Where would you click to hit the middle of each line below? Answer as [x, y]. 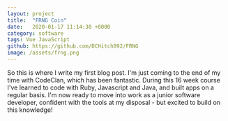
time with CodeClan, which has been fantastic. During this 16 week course [114, 80]
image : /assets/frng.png [43, 53]
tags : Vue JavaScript [39, 40]
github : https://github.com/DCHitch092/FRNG [73, 46]
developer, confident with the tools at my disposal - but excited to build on [114, 102]
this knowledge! [30, 110]
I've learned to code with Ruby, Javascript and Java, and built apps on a [111, 87]
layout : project [31, 14]
